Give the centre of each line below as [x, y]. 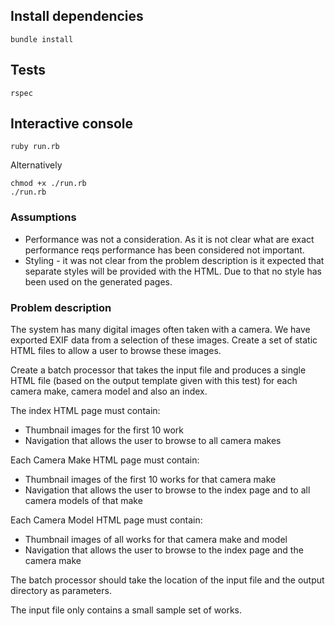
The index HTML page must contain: [85, 411]
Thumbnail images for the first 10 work [104, 430]
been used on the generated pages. [98, 281]
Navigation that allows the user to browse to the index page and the [164, 550]
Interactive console [72, 124]
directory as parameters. [61, 591]
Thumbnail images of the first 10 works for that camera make [150, 480]
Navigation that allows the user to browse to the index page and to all [167, 490]
